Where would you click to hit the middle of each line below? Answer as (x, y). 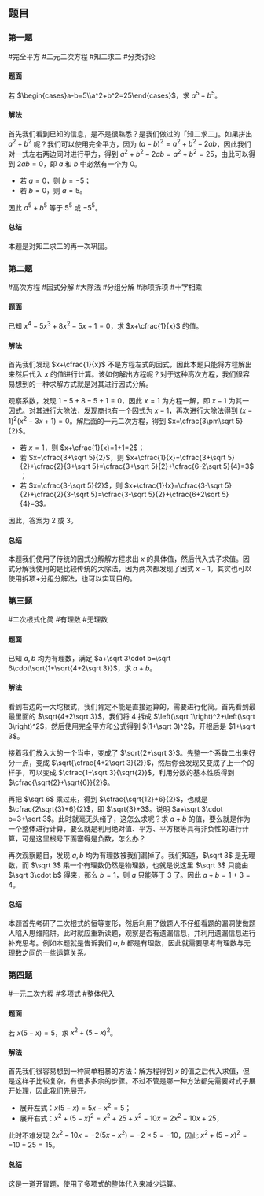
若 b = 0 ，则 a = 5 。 (53, 191)
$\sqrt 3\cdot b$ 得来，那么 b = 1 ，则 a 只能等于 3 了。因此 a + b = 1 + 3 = (130, 875)
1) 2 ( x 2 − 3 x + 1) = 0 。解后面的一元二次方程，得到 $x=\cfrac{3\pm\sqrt (121, 420)
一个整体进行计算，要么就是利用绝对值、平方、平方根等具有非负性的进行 (125, 828)
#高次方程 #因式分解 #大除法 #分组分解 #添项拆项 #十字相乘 (105, 287)
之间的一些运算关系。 (56, 953)
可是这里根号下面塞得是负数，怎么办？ (84, 838)
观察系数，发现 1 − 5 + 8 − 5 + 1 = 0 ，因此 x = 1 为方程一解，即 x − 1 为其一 (129, 401)
